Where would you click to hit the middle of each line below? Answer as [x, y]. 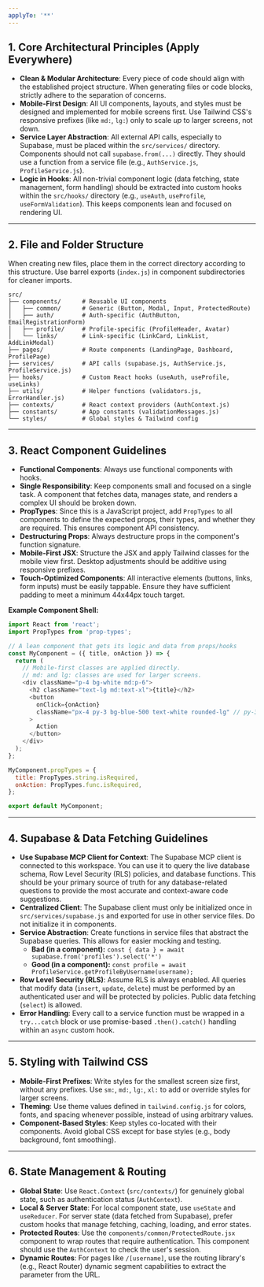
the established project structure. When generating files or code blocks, [136, 87]
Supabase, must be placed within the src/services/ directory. [120, 146]
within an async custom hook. [67, 1030]
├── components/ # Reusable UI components [88, 302]
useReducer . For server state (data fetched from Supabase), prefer [126, 1216]
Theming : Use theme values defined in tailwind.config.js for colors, [133, 1106]
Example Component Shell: [53, 610]
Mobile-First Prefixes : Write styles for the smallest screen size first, [130, 1081]
